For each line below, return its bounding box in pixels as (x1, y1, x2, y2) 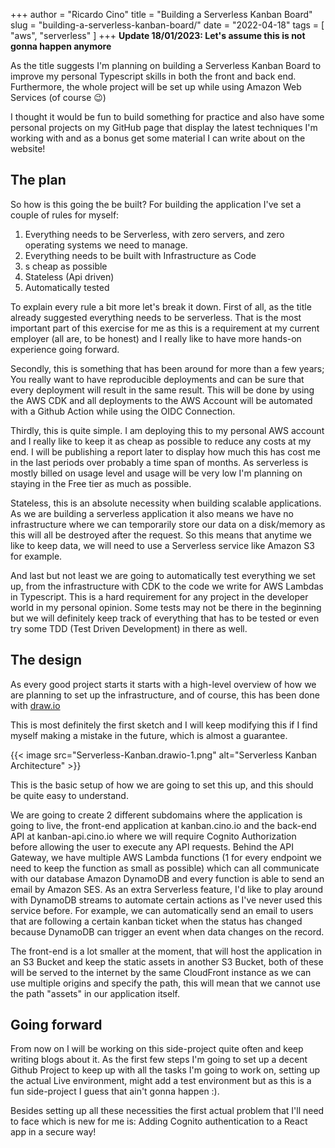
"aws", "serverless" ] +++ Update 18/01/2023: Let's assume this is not (10, 30, 306, 41)
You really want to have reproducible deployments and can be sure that (10, 373, 305, 385)
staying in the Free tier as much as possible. (10, 477, 192, 489)
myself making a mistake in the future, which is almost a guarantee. (10, 729, 288, 741)
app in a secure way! (10, 1126, 97, 1138)
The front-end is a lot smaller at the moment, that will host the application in (10, 945, 323, 957)
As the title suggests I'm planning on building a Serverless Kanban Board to (10, 60, 322, 71)
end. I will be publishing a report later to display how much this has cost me (10, 445, 321, 458)
